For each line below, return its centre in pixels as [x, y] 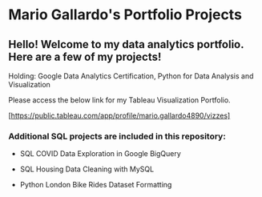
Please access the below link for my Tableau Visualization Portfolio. [119, 100]
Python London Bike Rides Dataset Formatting [96, 185]
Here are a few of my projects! [85, 56]
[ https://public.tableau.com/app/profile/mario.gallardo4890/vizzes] [119, 115]
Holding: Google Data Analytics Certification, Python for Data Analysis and [131, 76]
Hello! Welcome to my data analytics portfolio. [126, 44]
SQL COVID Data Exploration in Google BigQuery [101, 154]
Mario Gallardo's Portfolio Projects [125, 15]
